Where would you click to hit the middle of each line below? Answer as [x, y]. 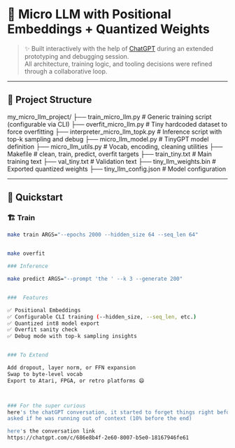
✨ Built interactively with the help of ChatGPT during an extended [119, 48]
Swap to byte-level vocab [45, 374]
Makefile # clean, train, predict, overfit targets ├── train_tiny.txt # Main [109, 154]
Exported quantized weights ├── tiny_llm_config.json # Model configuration [116, 169]
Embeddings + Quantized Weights [108, 29]
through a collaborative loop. [66, 71]
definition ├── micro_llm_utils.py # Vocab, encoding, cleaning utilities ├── [115, 146]
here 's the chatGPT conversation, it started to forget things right [111, 412]
